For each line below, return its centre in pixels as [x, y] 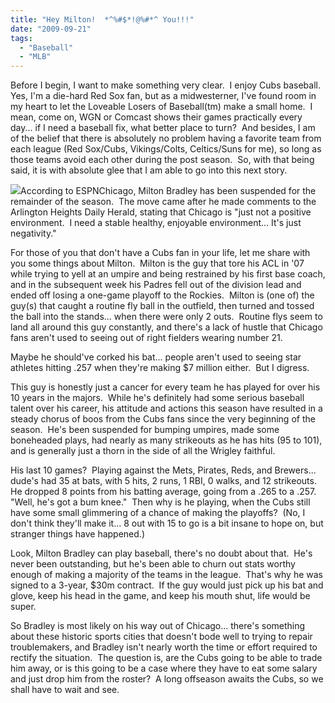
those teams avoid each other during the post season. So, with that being [162, 160]
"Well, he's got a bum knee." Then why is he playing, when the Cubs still [160, 502]
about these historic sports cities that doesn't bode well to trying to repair [161, 637]
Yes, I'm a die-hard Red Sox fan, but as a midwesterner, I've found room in [163, 96]
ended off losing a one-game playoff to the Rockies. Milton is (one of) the [162, 295]
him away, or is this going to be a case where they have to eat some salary [164, 668]
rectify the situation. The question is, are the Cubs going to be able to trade [166, 658]
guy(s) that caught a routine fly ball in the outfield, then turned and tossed [162, 306]
